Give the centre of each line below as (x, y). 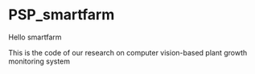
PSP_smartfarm (62, 15)
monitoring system (39, 61)
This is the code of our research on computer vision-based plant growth (128, 52)
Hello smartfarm (35, 37)
